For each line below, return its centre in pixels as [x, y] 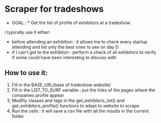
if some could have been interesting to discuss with [64, 57]
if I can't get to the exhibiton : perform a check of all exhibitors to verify [84, 52]
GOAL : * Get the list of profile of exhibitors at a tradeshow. [71, 23]
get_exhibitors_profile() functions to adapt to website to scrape [76, 106]
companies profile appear [38, 95]
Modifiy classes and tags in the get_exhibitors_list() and [68, 100]
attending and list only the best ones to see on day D [65, 47]
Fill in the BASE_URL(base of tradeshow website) [61, 85]
